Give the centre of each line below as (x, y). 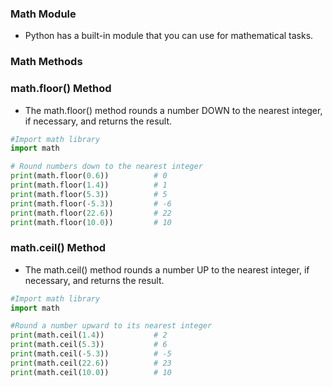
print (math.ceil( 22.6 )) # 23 (91, 363)
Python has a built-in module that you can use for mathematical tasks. (169, 36)
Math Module (43, 14)
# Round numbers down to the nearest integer (106, 167)
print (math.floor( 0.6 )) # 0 (89, 176)
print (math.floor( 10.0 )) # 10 (91, 222)
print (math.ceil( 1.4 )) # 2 (89, 335)
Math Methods (46, 62)
